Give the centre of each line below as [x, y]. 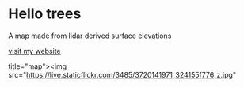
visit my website [34, 51]
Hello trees [45, 14]
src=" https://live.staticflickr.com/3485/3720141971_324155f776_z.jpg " [122, 74]
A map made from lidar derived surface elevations [90, 36]
